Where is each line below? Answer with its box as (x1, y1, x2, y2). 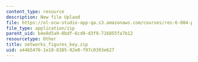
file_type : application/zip (6, 25, 75, 31)
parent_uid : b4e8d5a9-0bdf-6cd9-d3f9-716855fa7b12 (6, 31, 133, 37)
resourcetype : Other (6, 36, 57, 42)
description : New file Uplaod (6, 14, 81, 20)
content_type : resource (6, 8, 65, 15)
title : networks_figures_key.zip (6, 42, 88, 48)
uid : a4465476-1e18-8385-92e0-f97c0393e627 (6, 47, 115, 53)
